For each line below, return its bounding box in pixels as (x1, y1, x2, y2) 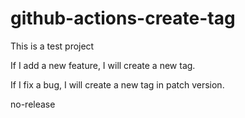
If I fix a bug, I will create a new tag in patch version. (10, 78, 225, 91)
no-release (10, 98, 56, 110)
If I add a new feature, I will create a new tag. (10, 59, 196, 71)
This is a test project (10, 40, 95, 52)
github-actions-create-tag (10, 7, 236, 30)
